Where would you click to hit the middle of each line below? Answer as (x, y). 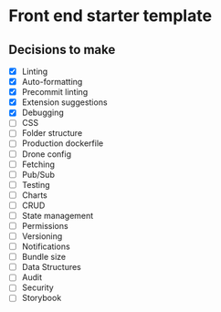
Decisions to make (62, 50)
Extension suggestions (64, 102)
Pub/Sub (38, 174)
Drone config (47, 154)
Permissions (45, 225)
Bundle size (44, 257)
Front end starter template (110, 16)
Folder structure (52, 133)
